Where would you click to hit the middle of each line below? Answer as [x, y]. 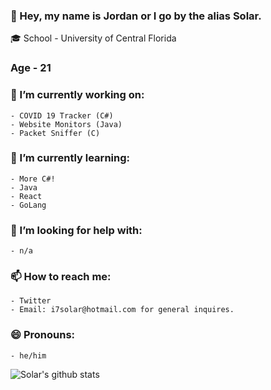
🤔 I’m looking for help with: [76, 230]
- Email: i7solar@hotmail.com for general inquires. [122, 310]
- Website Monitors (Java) [66, 124]
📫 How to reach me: [61, 277]
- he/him [28, 355]
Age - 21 [31, 68]
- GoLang [28, 205]
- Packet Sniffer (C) [55, 133]
